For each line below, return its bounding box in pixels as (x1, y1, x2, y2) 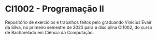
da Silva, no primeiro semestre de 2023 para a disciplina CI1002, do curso (5, 24, 152, 30)
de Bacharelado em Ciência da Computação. (5, 29, 94, 35)
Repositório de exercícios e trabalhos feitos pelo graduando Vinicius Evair (5, 19, 152, 25)
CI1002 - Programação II (5, 3, 104, 14)
